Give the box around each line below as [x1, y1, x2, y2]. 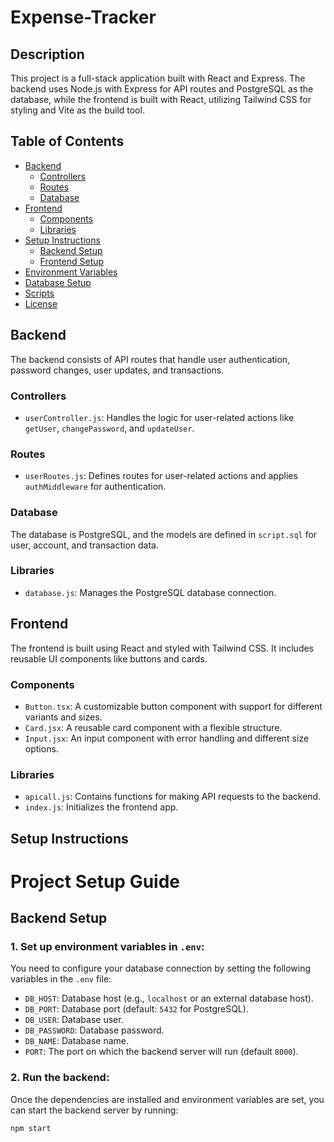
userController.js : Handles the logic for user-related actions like [24, 411, 295, 423]
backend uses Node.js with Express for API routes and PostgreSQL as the [10, 83, 314, 95]
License [24, 297, 58, 310]
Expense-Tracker [10, 6, 157, 29]
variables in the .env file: [10, 973, 112, 985]
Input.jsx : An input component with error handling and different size [24, 732, 310, 744]
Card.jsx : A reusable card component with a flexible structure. [24, 721, 283, 733]
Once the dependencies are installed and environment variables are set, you [10, 1093, 325, 1105]
